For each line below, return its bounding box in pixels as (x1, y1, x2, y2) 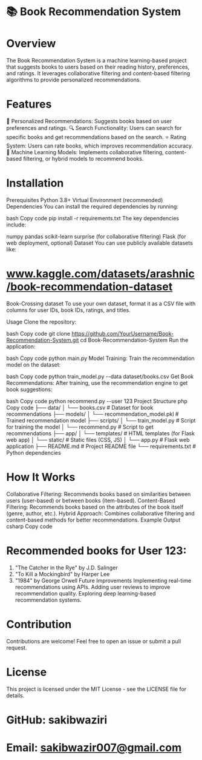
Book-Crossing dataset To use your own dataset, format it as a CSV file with (6, 300, 196, 307)
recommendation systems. (15, 596, 82, 603)
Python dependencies (6, 449, 62, 456)
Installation (6, 177, 64, 190)
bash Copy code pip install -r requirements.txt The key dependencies (6, 215, 180, 222)
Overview (6, 37, 56, 50)
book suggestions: (6, 385, 53, 393)
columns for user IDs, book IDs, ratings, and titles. (6, 306, 131, 313)
